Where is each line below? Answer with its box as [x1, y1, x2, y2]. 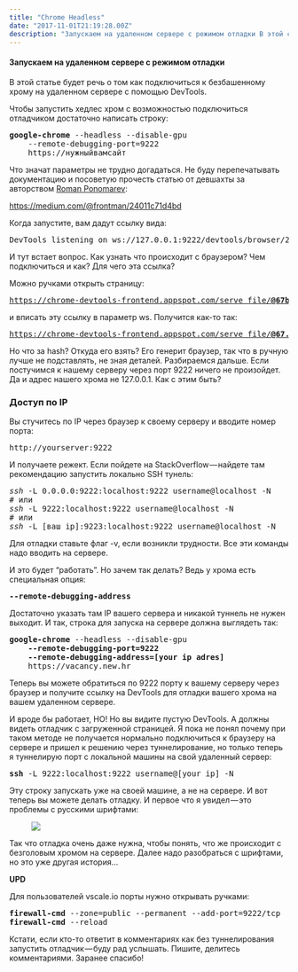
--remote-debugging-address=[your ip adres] [27, 652, 224, 662]
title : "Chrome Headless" [9, 12, 105, 22]
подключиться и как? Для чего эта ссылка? [9, 261, 176, 271]
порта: [9, 425, 34, 435]
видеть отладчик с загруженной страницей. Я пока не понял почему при [9, 723, 286, 733]
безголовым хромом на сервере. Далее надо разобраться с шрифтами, [9, 847, 284, 858]
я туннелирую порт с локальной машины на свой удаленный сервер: [9, 751, 272, 762]
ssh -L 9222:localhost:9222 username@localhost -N [9, 503, 234, 513]
